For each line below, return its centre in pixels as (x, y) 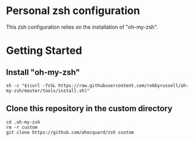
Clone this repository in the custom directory (89, 109)
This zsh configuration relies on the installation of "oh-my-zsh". (82, 27)
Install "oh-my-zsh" (43, 72)
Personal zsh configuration (73, 11)
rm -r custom (22, 127)
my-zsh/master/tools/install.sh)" (48, 91)
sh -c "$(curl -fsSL (31, 85)
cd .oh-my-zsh (23, 122)
